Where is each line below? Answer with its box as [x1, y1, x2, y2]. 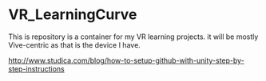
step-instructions [8, 64, 66, 73]
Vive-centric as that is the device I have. [8, 40, 141, 49]
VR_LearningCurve [8, 6, 137, 24]
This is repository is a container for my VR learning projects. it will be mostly [8, 32, 259, 41]
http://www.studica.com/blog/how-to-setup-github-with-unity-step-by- [8, 56, 245, 65]
